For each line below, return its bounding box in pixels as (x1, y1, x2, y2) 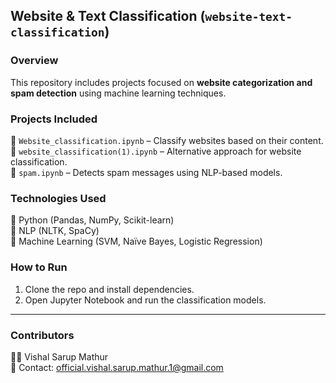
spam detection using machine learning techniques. (10, 87, 227, 99)
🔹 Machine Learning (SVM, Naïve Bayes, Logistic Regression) (10, 235, 263, 248)
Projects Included (10, 112, 98, 126)
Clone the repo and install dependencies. (24, 283, 195, 295)
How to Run (10, 260, 68, 274)
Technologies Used (10, 191, 107, 205)
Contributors (10, 328, 75, 342)
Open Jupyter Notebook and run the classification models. (24, 294, 267, 306)
